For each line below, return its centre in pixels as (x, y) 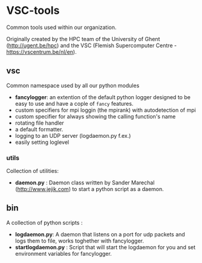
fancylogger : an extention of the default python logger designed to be (103, 97)
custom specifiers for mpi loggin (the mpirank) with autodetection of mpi (106, 110)
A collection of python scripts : (44, 222)
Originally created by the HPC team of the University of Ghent (83, 39)
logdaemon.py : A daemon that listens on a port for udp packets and (100, 234)
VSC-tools (33, 11)
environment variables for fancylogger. (63, 253)
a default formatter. (39, 129)
